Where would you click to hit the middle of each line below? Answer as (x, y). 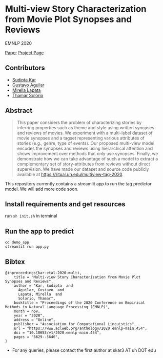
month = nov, (27, 311)
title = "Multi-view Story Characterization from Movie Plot (77, 277)
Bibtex (15, 262)
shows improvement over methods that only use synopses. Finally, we (87, 153)
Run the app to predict (40, 231)
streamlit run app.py (27, 247)
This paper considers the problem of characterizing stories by (79, 122)
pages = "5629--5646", (37, 337)
